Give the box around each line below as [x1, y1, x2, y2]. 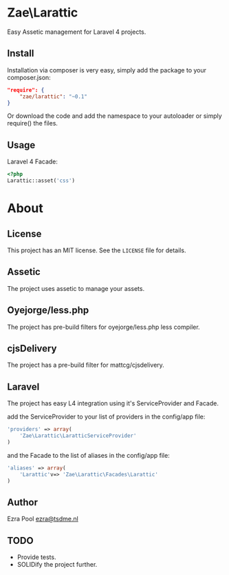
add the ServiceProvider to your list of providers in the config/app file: [7, 412, 206, 421]
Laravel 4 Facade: [7, 157, 58, 166]
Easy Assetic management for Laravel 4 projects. [7, 28, 146, 36]
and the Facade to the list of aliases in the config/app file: [7, 451, 170, 459]
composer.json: [7, 73, 52, 81]
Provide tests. [17, 553, 56, 561]
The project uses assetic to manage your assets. [7, 284, 145, 292]
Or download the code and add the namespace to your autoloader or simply [7, 112, 222, 120]
